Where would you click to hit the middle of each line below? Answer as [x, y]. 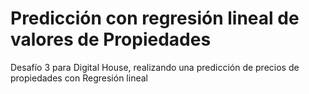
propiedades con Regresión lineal [79, 78]
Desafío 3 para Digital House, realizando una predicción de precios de [155, 67]
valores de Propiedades [111, 39]
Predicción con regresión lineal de [155, 18]
